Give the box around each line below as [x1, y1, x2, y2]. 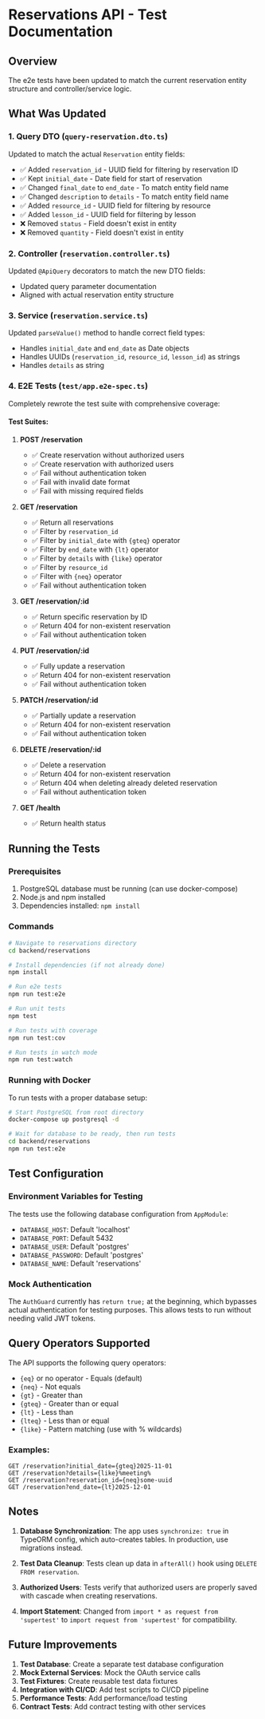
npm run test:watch [8, 1056, 73, 1063]
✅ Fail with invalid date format [31, 477, 131, 486]
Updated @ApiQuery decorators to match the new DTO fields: [8, 266, 205, 275]
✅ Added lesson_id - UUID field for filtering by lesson [19, 209, 197, 219]
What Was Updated [8, 107, 107, 121]
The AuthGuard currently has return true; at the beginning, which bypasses [8, 1296, 257, 1306]
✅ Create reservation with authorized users [31, 459, 174, 469]
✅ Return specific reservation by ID [31, 612, 148, 621]
